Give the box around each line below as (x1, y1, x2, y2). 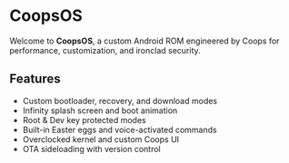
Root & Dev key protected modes (22, 114, 147, 125)
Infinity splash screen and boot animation (22, 105, 178, 116)
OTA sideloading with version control (22, 143, 161, 154)
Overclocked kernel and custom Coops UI (22, 133, 180, 145)
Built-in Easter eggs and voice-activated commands (22, 124, 217, 135)
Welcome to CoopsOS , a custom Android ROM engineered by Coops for (9, 35, 280, 46)
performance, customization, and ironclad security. (9, 44, 202, 55)
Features (9, 72, 61, 87)
